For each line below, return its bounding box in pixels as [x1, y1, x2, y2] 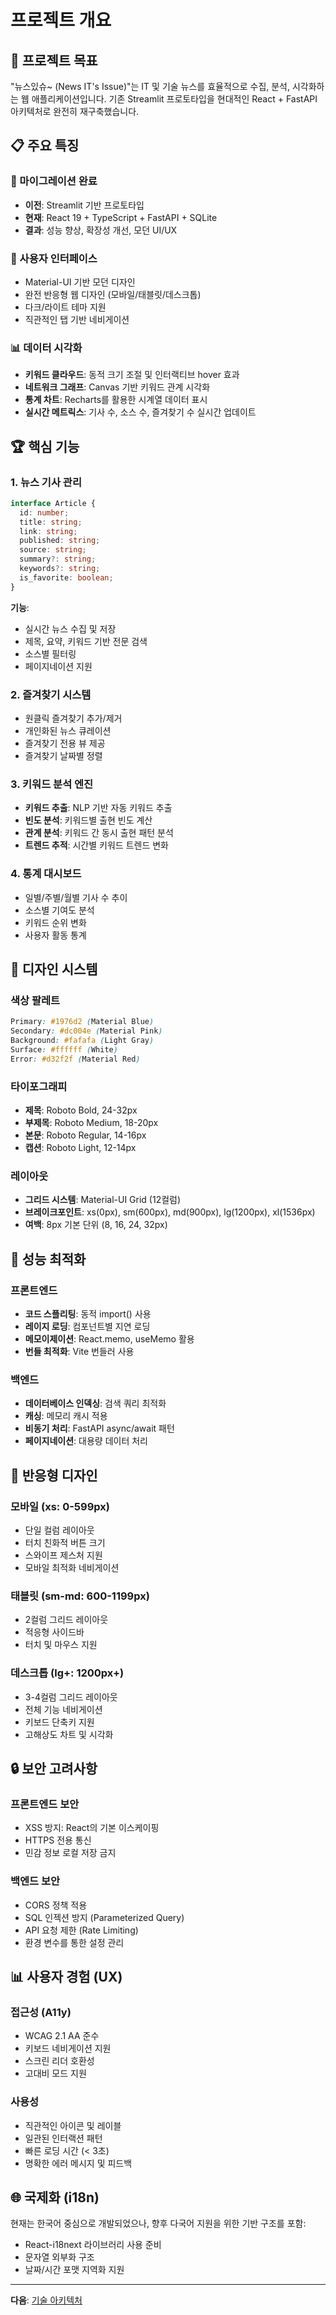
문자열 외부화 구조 [24, 2251, 95, 2263]
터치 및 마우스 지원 [24, 1639, 98, 1651]
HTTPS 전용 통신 [24, 1834, 92, 1846]
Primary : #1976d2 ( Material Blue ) [10, 1017, 155, 1027]
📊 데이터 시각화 [10, 341, 83, 355]
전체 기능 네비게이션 [24, 1703, 103, 1715]
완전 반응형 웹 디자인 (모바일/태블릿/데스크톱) [24, 288, 202, 300]
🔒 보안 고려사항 [10, 1760, 98, 1777]
